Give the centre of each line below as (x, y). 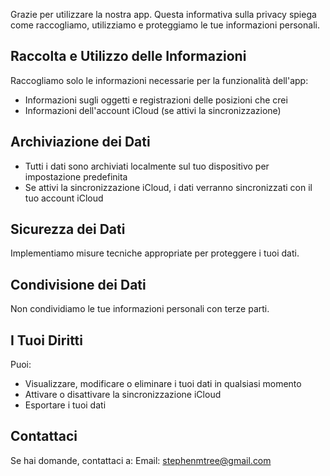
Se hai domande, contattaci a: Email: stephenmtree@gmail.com (141, 460)
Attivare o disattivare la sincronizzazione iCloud (123, 395)
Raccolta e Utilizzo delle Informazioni (128, 56)
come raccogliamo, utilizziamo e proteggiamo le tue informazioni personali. (165, 25)
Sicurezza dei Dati (68, 229)
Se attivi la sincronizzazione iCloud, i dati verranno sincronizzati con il (168, 187)
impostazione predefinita (76, 176)
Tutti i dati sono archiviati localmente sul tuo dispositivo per (147, 166)
